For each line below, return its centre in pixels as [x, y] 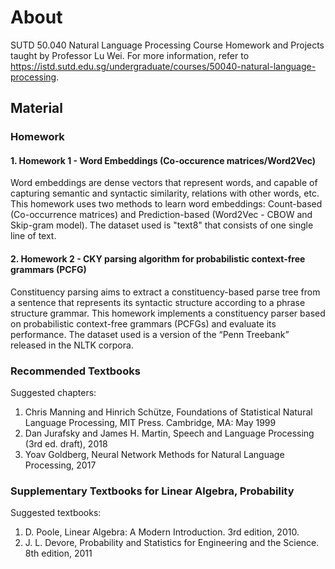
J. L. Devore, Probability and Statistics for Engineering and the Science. [172, 543]
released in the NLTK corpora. [72, 345]
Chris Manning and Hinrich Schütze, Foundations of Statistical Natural [168, 412]
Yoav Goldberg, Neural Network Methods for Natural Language [154, 454]
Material [36, 108]
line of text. [33, 236]
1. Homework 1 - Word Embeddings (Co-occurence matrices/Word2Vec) [163, 160]
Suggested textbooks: [56, 513]
